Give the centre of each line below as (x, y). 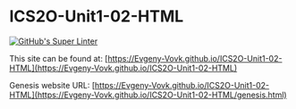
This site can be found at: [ (59, 58)
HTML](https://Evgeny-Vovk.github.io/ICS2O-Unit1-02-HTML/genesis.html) (148, 95)
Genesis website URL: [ (52, 85)
